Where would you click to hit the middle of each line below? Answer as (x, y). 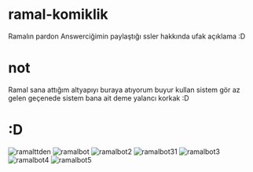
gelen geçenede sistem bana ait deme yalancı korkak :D (99, 98)
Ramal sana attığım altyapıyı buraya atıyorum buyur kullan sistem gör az (125, 90)
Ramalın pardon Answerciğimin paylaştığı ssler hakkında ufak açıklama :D (127, 36)
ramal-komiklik (58, 15)
